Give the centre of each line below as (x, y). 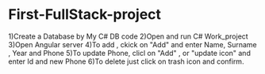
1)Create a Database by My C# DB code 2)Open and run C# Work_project (128, 36)
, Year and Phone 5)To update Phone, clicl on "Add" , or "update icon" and (130, 53)
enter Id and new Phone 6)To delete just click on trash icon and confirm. (126, 61)
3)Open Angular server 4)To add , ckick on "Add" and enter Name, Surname (132, 44)
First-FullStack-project (84, 15)
